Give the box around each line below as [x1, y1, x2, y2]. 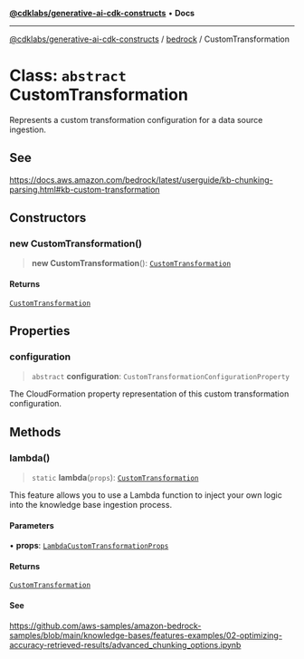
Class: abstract [9, 65, 127, 86]
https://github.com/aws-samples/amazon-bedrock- [9, 620, 202, 631]
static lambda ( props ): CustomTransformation [31, 473, 199, 483]
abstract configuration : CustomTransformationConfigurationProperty [31, 371, 290, 382]
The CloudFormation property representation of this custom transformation [9, 388, 290, 399]
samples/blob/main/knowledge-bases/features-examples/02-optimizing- [9, 629, 283, 641]
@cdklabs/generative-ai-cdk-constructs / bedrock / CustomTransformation [9, 33, 290, 44]
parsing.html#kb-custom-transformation [9, 184, 160, 195]
